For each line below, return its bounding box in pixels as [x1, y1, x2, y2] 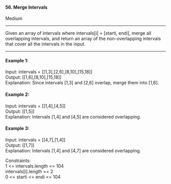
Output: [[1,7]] [5, 142, 35, 148]
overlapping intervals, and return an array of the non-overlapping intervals [5, 36, 161, 42]
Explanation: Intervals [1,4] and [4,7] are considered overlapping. [5, 147, 141, 153]
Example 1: [5, 57, 29, 63]
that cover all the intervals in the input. [5, 41, 85, 47]
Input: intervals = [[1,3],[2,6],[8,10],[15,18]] [5, 69, 93, 75]
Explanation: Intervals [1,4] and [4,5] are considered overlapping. [5, 113, 141, 120]
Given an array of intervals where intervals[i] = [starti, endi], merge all [5, 30, 152, 36]
